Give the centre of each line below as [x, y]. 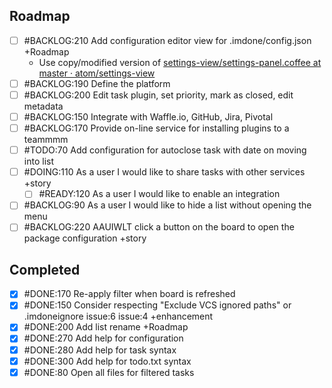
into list [38, 161]
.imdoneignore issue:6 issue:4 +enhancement [118, 316]
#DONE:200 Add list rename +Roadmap [106, 327]
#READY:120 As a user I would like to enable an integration [159, 194]
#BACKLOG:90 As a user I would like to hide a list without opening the [167, 205]
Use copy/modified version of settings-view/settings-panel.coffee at [180, 62]
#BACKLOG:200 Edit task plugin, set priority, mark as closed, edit [158, 95]
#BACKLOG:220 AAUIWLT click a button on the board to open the [159, 227]
